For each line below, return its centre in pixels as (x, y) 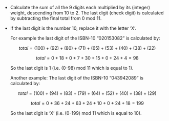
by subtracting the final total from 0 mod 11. (56, 18)
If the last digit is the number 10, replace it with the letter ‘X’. (73, 28)
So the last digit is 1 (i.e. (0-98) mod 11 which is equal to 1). (72, 68)
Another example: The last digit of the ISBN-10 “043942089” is (77, 78)
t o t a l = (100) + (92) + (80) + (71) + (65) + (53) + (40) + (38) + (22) (87, 48)
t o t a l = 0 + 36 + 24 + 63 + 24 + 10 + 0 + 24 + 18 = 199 (87, 103)
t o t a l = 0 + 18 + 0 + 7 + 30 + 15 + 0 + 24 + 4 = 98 (87, 58)
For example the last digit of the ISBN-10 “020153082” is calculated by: (85, 38)
